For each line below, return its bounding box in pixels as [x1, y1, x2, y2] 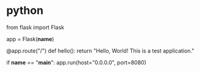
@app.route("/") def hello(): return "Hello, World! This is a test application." [6, 47, 195, 54]
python [6, 4, 44, 18]
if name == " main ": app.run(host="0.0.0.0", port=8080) [6, 59, 146, 66]
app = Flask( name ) [6, 35, 54, 42]
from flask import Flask [6, 24, 65, 31]
